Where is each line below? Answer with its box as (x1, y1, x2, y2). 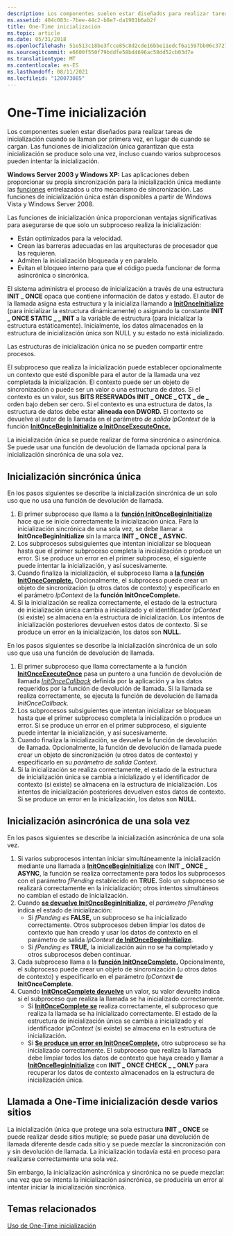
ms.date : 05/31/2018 (7, 36, 67, 43)
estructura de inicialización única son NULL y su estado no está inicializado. (7, 329, 225, 337)
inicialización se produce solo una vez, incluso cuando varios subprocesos (7, 150, 221, 158)
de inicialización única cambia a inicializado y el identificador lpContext (17, 606, 221, 615)
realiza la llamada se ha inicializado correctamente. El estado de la (27, 1009, 218, 1017)
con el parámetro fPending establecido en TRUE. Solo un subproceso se (17, 876, 225, 885)
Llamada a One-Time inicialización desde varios (7, 1096, 218, 1108)
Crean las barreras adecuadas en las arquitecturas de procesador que (17, 242, 218, 250)
